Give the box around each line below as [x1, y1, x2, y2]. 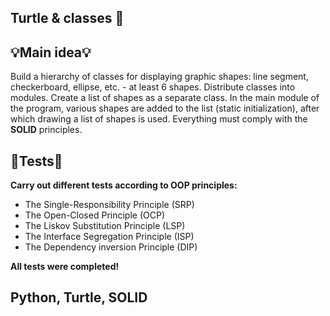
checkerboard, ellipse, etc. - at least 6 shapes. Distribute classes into [10, 81, 296, 93]
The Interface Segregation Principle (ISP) [24, 231, 195, 243]
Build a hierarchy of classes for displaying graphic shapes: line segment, [10, 71, 309, 83]
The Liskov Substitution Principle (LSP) [24, 220, 186, 232]
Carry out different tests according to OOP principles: [10, 179, 238, 191]
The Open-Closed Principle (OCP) [24, 209, 165, 221]
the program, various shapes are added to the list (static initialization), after [10, 102, 320, 115]
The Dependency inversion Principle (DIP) [24, 241, 198, 253]
